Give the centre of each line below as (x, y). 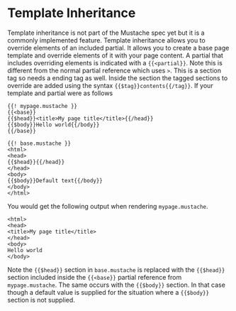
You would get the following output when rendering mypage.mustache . (108, 206)
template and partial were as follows (60, 93)
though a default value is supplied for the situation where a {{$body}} (108, 292)
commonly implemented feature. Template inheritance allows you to (106, 40)
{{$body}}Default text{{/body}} (55, 180)
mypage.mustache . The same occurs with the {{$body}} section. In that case (116, 285)
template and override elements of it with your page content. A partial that (115, 55)
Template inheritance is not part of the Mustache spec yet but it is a (106, 33)
